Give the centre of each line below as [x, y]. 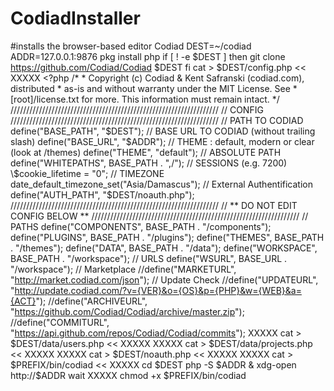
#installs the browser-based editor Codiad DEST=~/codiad [131, 46]
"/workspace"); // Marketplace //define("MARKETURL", [123, 269]
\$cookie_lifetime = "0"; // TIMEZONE [87, 173]
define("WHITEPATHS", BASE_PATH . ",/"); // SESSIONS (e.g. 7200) [149, 163]
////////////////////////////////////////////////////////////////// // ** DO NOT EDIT [154, 205]
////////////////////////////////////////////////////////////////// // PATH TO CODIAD [157, 120]
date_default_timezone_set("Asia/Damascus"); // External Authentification [162, 184]
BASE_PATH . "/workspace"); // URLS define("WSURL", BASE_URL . [149, 258]
